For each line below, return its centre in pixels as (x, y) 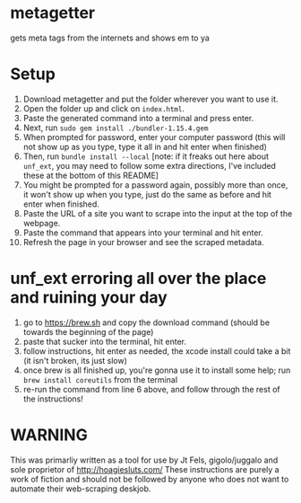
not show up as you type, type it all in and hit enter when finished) (145, 146)
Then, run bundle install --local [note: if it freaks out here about (146, 156)
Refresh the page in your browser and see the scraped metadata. (143, 242)
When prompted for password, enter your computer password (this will (154, 137)
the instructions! (53, 399)
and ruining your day (89, 298)
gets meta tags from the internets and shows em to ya (110, 38)
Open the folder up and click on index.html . (103, 108)
